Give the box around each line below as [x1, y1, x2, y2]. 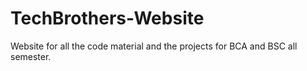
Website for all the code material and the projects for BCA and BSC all [10, 40, 298, 52]
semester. [10, 50, 52, 62]
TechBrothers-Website [10, 7, 205, 30]
